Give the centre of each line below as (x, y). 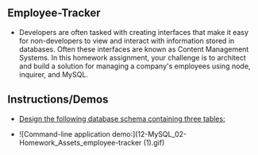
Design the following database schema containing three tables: (122, 118)
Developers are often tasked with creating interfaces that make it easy (134, 32)
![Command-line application (64, 134)
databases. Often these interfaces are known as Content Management (134, 49)
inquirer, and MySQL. (54, 74)
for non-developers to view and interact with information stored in (127, 41)
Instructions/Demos (58, 100)
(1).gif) (154, 142)
